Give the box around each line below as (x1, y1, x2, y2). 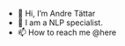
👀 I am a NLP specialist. (17, 17, 103, 28)
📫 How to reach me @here (17, 27, 117, 37)
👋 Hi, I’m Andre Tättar (17, 9, 96, 18)
